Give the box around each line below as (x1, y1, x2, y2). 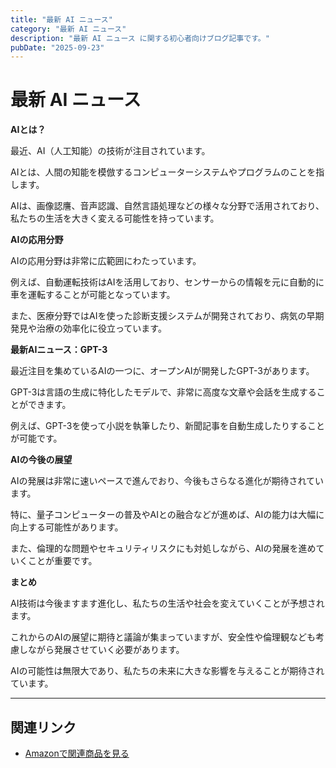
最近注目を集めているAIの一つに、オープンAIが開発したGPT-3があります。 (10, 365, 315, 377)
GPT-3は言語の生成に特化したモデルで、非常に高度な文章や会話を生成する (10, 386, 317, 398)
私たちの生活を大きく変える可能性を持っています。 (10, 212, 220, 225)
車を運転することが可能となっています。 (10, 289, 176, 301)
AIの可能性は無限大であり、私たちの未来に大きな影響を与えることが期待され (10, 665, 325, 677)
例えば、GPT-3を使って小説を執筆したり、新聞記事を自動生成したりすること (10, 420, 326, 432)
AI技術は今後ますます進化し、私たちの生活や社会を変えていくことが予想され (10, 597, 325, 610)
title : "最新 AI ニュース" (10, 14, 113, 25)
